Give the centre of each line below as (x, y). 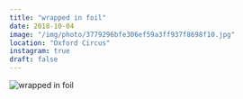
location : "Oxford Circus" (60, 43)
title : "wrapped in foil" (58, 18)
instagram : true (40, 51)
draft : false (34, 59)
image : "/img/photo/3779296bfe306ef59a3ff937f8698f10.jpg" (122, 34)
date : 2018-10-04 (42, 26)
